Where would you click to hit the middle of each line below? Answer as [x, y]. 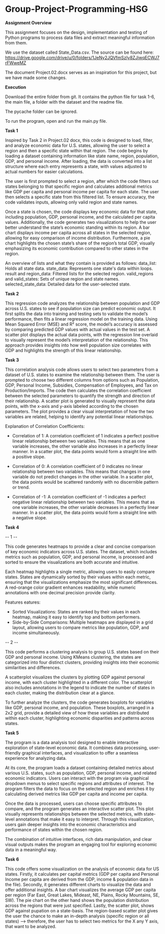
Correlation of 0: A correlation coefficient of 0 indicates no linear [78, 466]
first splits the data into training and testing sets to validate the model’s [77, 314]
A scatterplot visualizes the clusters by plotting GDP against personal [75, 677]
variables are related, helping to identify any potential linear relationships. [79, 416]
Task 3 [12, 360]
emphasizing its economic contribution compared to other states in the [77, 248]
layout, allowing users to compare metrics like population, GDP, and [81, 627]
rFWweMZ [16, 63]
